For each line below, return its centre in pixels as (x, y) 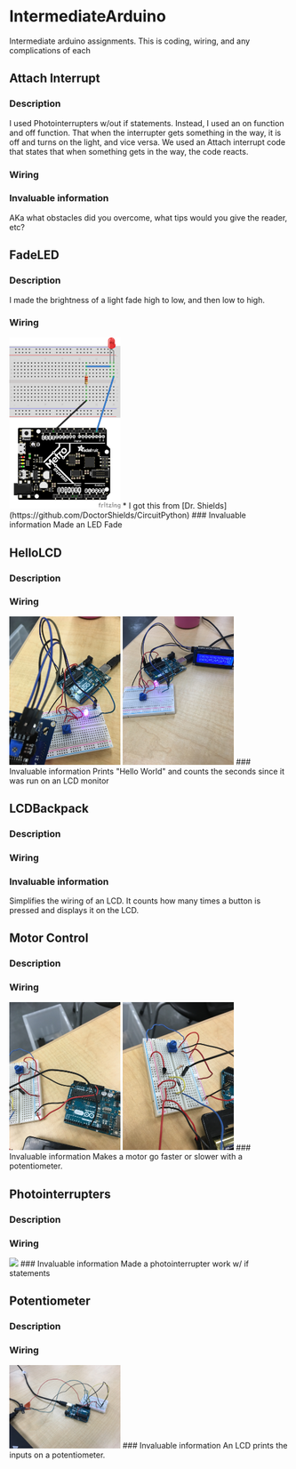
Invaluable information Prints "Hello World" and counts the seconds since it (147, 771)
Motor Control (49, 939)
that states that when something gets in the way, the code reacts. (129, 151)
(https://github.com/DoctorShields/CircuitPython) (100, 515)
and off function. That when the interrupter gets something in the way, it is (145, 132)
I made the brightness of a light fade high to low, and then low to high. (137, 300)
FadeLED (34, 255)
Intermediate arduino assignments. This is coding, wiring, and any (130, 41)
